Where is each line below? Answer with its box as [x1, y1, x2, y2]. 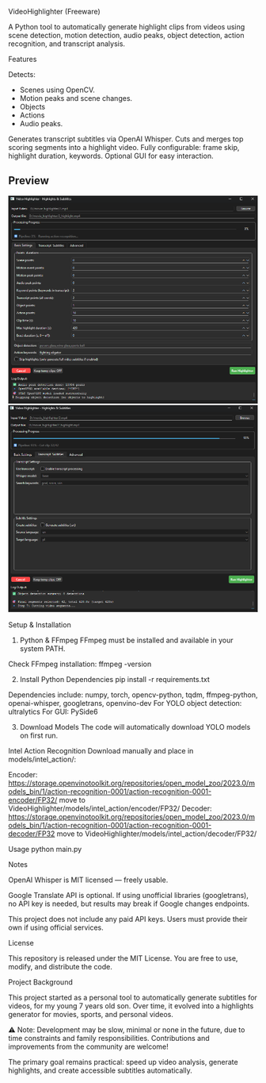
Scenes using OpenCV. [19, 85, 95, 94]
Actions [19, 110, 45, 120]
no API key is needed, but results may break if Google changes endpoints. [8, 899, 250, 908]
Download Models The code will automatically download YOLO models [19, 723, 251, 732]
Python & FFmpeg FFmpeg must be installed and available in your [19, 635, 234, 646]
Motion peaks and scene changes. [19, 94, 133, 102]
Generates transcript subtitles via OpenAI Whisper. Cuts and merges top [8, 134, 244, 144]
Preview [8, 174, 50, 187]
